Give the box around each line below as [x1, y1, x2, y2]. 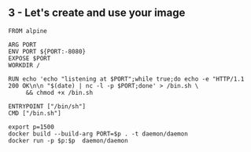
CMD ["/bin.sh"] [8, 109, 61, 117]
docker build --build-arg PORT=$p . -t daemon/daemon [8, 129, 189, 138]
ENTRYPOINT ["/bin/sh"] [8, 102, 87, 110]
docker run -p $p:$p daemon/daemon [8, 136, 128, 144]
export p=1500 [8, 123, 55, 131]
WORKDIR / [8, 61, 41, 69]
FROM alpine [8, 27, 47, 34]
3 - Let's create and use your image [8, 6, 186, 20]
